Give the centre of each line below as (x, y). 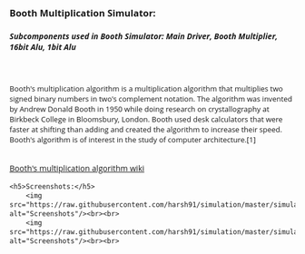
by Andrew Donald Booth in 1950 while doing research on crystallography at (139, 108)
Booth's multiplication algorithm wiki (77, 168)
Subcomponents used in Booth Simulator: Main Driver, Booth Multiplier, (144, 36)
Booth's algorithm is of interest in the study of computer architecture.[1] (133, 139)
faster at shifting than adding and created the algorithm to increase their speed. (146, 129)
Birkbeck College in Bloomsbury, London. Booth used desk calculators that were (146, 119)
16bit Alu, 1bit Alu (43, 47)
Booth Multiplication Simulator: (83, 13)
